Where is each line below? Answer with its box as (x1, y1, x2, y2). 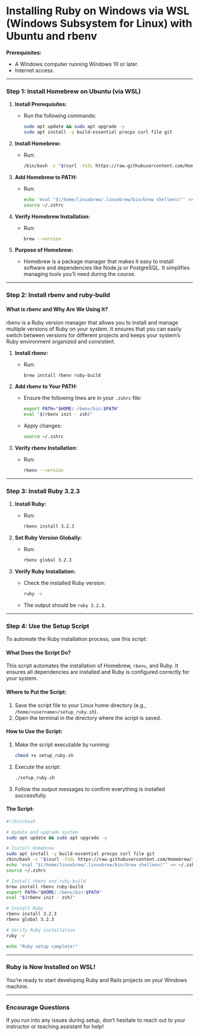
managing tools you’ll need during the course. (23, 271, 136, 278)
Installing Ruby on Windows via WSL (6, 4, 190, 18)
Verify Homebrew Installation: (14, 212, 91, 220)
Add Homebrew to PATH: (14, 173, 78, 180)
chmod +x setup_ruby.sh (14, 752, 74, 758)
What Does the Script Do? (6, 649, 71, 656)
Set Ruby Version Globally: (14, 534, 82, 541)
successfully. (14, 792, 47, 799)
